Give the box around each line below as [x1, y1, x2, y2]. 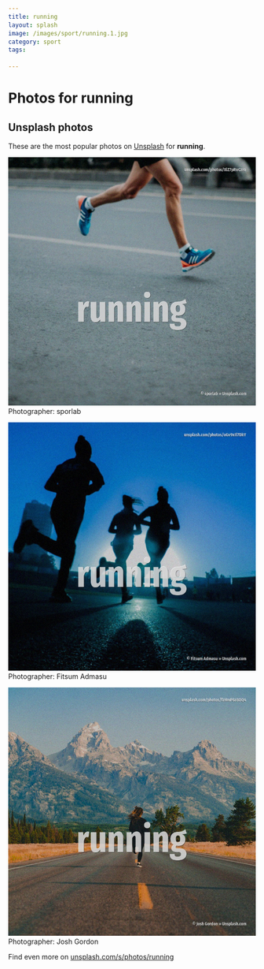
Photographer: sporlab [8, 407, 82, 416]
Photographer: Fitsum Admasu [8, 672, 108, 681]
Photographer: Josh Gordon [8, 937, 99, 946]
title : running [8, 13, 58, 20]
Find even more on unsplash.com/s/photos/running [8, 952, 174, 961]
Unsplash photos [8, 121, 93, 134]
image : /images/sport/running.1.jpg [8, 29, 128, 37]
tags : [8, 46, 26, 54]
